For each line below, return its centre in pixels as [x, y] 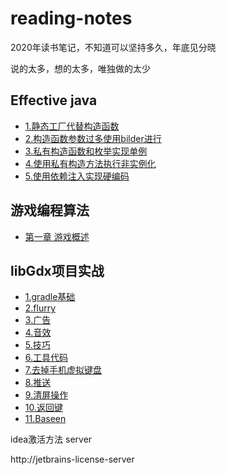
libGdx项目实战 [57, 270]
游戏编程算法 [50, 210]
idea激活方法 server [51, 439]
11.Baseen [45, 419]
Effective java [54, 100]
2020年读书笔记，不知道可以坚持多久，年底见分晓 [113, 47]
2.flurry [40, 308]
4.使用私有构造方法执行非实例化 [90, 163]
